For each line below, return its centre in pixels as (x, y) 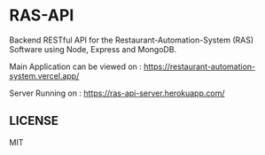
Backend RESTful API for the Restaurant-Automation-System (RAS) (132, 40)
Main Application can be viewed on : (75, 66)
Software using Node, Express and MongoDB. (93, 49)
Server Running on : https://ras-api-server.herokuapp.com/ (117, 93)
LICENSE (34, 121)
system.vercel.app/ (44, 75)
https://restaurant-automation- (199, 66)
